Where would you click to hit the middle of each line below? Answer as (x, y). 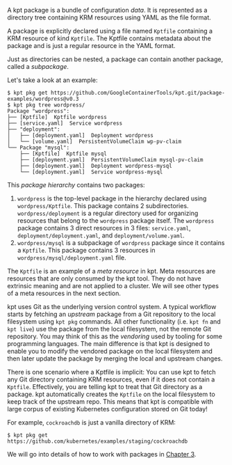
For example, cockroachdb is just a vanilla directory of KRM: (91, 423)
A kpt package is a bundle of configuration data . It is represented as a (107, 10)
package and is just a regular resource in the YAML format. (91, 46)
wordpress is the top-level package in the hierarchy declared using (112, 198)
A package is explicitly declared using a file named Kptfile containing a (110, 31)
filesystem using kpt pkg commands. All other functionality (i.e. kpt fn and (114, 322)
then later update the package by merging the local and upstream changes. (115, 358)
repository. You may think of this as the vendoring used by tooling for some (115, 336)
